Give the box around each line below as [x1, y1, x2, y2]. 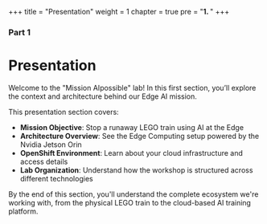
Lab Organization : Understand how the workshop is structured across [19, 165, 253, 175]
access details [19, 157, 68, 166]
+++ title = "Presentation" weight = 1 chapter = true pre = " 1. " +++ [8, 7, 230, 16]
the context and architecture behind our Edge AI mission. [8, 92, 197, 101]
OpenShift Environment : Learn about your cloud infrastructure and [19, 148, 243, 157]
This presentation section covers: [8, 107, 119, 116]
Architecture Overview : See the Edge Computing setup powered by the [19, 131, 260, 141]
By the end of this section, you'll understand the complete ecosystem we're [8, 189, 259, 199]
